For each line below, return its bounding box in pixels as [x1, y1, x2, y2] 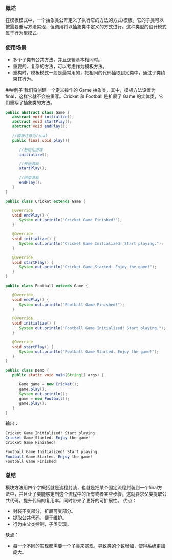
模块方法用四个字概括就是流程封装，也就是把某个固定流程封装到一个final [5, 484, 158, 490]
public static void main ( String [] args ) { [12, 373, 104, 378]
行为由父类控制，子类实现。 [12, 521, 72, 527]
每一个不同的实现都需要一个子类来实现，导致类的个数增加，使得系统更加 [12, 543, 165, 549]
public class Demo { [5, 368, 50, 373]
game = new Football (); [18, 396, 70, 401]
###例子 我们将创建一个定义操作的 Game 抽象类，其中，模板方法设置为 [5, 87, 156, 93]
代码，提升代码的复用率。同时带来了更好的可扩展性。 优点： [9, 497, 137, 503]
